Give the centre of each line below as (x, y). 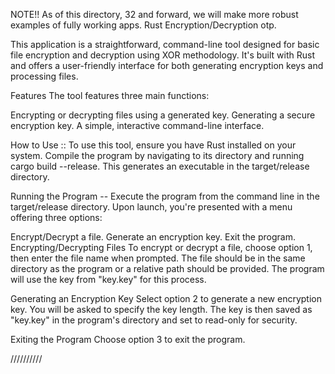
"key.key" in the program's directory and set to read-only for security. (154, 320)
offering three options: (56, 217)
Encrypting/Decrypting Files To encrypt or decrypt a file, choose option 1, (161, 247)
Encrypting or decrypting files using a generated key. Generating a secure (163, 115)
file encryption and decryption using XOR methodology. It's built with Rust (163, 55)
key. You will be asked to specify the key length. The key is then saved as (161, 309)
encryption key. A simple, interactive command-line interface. (137, 125)
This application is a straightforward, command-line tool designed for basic (165, 44)
